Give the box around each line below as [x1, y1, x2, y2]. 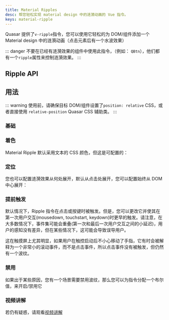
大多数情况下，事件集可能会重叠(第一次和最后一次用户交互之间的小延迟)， [5, 221, 158, 227]
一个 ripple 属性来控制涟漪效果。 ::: [9, 54, 81, 60]
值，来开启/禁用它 [5, 283, 43, 289]
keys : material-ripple [5, 17, 53, 22]
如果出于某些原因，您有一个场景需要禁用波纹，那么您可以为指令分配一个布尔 [5, 277, 164, 283]
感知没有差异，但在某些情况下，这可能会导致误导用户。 [14, 227, 129, 233]
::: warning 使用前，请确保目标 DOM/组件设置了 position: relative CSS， [5, 102, 158, 108]
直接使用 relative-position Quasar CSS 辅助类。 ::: [9, 108, 117, 114]
